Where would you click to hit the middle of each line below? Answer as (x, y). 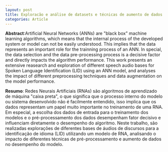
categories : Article (27, 19)
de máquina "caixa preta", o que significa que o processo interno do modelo (84, 96)
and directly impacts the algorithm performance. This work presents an (79, 60)
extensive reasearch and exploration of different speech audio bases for (80, 65)
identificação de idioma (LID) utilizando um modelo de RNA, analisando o (81, 134)
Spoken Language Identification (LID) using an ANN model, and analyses (80, 71)
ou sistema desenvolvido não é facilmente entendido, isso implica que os (81, 102)
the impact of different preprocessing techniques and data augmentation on (83, 76)
